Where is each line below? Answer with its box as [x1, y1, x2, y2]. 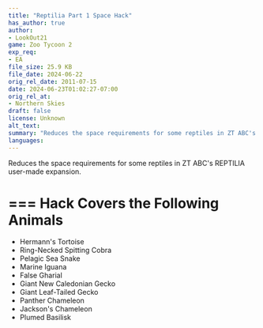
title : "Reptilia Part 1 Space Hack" [8, 11, 133, 20]
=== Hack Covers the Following [8, 194, 220, 212]
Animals [8, 211, 64, 229]
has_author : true [8, 19, 66, 27]
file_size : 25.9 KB [8, 63, 73, 71]
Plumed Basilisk [19, 313, 71, 322]
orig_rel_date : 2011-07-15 [8, 77, 97, 85]
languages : [8, 136, 44, 145]
